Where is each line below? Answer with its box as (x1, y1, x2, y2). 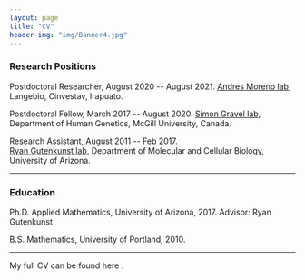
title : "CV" (9, 22, 54, 31)
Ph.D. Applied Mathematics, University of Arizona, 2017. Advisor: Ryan (9, 206, 272, 217)
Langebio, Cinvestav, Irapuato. (9, 90, 123, 101)
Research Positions (9, 60, 97, 73)
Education (9, 185, 56, 198)
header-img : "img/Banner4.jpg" (9, 30, 128, 39)
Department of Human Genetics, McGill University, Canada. (9, 117, 231, 128)
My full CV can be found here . (9, 260, 124, 271)
